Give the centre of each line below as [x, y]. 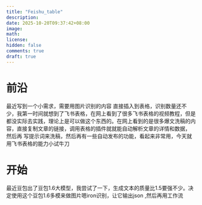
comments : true [25, 51]
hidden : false [24, 46]
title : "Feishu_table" [35, 12]
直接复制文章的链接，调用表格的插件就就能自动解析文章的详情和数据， [103, 128]
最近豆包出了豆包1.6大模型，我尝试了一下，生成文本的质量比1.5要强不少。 [97, 188]
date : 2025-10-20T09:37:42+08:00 [48, 23]
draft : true [21, 57]
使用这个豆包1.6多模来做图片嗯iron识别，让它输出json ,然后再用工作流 [97, 195]
